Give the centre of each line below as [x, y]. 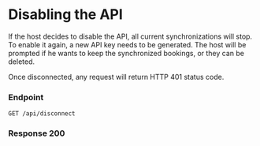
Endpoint [26, 97]
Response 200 [37, 133]
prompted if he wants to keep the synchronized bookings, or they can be [126, 53]
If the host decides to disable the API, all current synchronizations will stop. [130, 36]
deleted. [22, 62]
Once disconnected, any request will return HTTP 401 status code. [116, 77]
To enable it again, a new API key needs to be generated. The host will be [127, 44]
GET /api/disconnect [42, 114]
